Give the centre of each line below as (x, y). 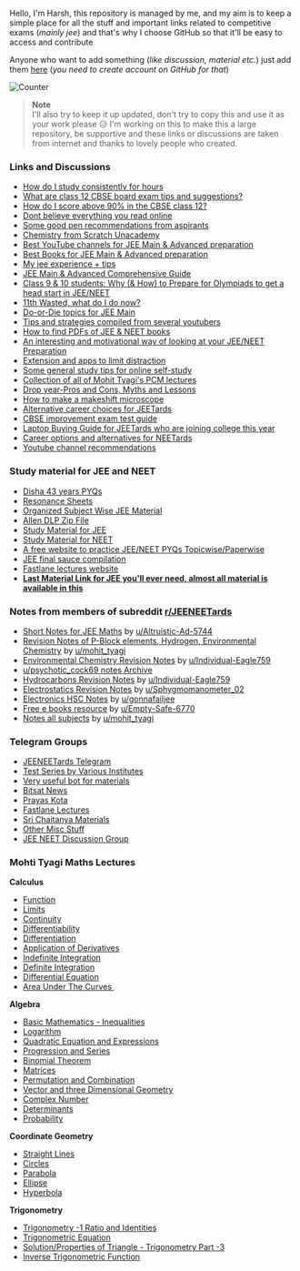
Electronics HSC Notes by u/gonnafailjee (99, 699)
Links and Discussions (60, 166)
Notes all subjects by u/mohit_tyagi (88, 718)
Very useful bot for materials (76, 781)
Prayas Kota (45, 801)
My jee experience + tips (69, 264)
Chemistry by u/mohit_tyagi (74, 651)
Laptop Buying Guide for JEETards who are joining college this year (149, 429)
